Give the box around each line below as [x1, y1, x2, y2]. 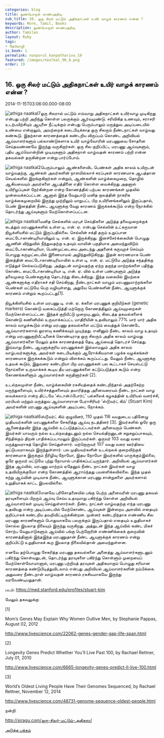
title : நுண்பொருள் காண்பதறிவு [5, 12, 62, 17]
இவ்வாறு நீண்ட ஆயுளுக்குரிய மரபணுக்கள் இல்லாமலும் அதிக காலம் [5, 344, 132, 350]
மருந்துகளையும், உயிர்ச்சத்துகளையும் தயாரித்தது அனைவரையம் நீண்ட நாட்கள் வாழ [5, 387, 155, 393]
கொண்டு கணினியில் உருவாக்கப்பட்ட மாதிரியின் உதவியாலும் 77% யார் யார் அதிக [5, 316, 157, 322]
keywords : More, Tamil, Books [5, 21, 67, 26]
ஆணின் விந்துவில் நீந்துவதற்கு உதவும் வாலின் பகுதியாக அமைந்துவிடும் [5, 240, 139, 246]
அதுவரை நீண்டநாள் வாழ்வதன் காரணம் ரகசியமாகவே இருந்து [5, 571, 121, 577]
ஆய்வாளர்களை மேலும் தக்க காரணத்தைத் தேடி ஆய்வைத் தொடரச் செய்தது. [5, 338, 147, 344]
